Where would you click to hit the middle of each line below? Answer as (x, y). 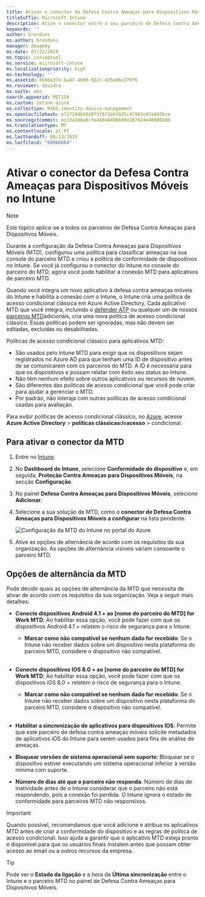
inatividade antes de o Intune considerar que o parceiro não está (96, 788)
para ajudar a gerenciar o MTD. (54, 391)
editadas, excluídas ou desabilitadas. (53, 329)
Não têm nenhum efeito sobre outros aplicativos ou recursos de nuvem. (105, 379)
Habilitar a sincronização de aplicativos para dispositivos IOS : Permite (106, 726)
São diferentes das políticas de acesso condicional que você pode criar (105, 385)
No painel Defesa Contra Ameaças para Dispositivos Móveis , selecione (106, 493)
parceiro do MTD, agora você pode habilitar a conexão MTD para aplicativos (102, 272)
